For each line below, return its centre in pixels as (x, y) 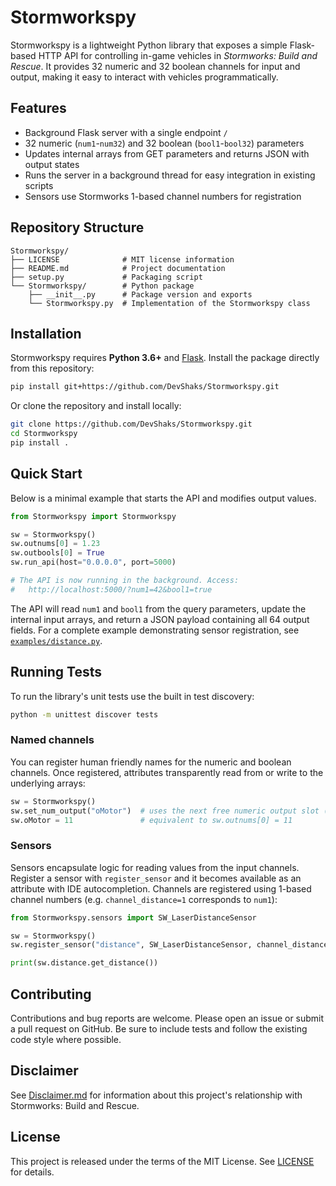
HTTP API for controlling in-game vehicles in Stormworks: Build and (178, 55)
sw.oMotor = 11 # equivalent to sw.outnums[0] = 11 (151, 820)
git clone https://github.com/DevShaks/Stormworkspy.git (131, 424)
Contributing (51, 994)
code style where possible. (66, 1040)
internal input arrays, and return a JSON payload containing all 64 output (160, 619)
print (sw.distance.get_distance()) (84, 963)
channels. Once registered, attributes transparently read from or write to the (167, 772)
